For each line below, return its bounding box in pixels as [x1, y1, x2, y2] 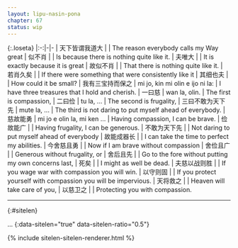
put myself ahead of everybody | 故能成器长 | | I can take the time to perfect [7, 133, 229, 141]
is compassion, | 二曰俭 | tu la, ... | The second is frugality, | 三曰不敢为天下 [7, 97, 226, 106]
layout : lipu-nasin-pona [7, 10, 81, 18]
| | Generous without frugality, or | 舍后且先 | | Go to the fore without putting [7, 150, 228, 159]
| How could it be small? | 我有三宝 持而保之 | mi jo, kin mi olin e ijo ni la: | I [7, 79, 222, 88]
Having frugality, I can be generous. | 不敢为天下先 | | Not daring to [35, 123, 230, 132]
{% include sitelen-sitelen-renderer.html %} [7, 234, 135, 242]
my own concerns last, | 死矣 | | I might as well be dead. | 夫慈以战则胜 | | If [7, 159, 227, 167]
